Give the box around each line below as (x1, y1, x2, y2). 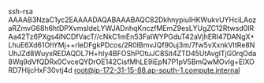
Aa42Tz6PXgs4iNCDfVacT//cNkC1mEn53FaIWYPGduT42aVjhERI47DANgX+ (8, 32, 255, 41)
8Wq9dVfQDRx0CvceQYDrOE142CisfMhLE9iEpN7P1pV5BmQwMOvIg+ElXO (8, 57, 255, 66)
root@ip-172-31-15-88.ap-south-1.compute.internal (73, 66, 240, 74)
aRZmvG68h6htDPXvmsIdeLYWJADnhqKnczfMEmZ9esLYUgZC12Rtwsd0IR (8, 24, 255, 32)
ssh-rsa (8, 7, 34, 16)
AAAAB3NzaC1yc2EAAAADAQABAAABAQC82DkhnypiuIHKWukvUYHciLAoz (8, 15, 257, 25)
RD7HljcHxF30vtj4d (8, 66, 73, 74)
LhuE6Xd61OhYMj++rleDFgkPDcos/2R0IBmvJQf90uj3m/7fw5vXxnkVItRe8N (8, 40, 255, 50)
